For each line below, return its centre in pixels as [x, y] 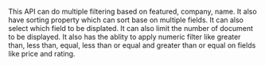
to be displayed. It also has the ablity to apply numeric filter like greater [125, 37]
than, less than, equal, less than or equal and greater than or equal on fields [132, 45]
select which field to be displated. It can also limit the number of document [131, 28]
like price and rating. [42, 54]
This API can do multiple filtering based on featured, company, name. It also [132, 12]
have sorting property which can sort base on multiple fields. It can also [126, 20]
